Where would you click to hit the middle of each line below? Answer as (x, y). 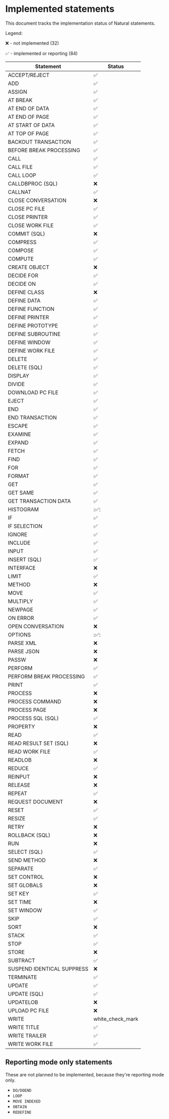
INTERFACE (22, 567)
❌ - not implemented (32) (32, 43)
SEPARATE (21, 868)
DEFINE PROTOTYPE (33, 325)
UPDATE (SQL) (26, 994)
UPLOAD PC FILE (28, 1011)
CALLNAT (20, 192)
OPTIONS (19, 634)
